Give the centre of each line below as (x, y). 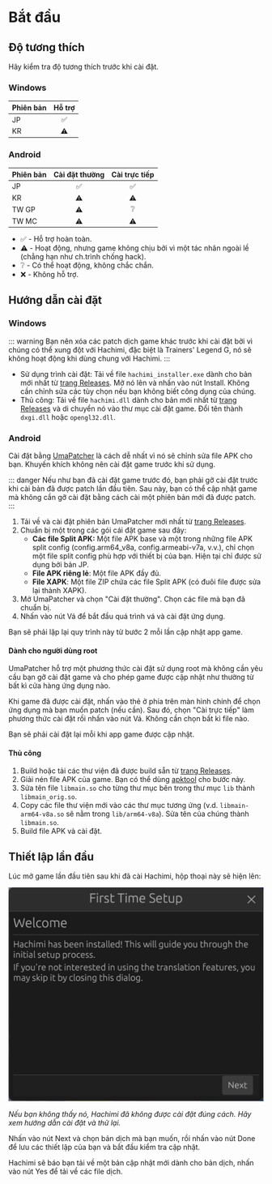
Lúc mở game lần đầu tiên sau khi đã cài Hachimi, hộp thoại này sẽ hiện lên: (135, 876)
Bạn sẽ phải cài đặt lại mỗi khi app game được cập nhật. (102, 734)
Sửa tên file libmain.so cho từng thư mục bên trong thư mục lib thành (137, 788)
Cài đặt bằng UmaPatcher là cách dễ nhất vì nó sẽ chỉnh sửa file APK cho (131, 456)
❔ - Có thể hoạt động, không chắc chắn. (87, 265)
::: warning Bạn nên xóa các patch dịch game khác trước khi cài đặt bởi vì (131, 341)
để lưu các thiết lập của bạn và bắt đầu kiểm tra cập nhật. (104, 1148)
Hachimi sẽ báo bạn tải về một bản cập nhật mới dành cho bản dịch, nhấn (131, 1163)
